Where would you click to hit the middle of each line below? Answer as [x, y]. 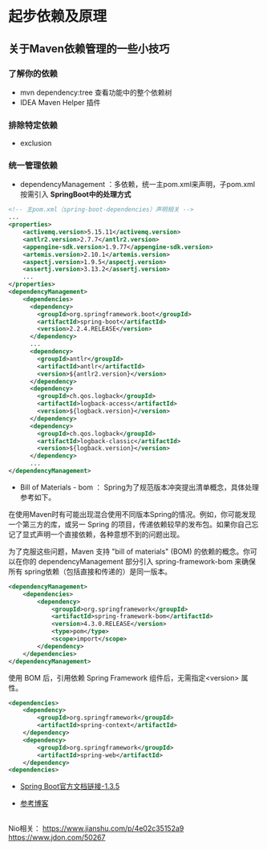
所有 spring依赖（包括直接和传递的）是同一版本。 [90, 571]
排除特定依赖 [33, 125]
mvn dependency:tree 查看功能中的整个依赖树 [96, 92]
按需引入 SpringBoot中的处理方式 [75, 194]
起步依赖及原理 [58, 16]
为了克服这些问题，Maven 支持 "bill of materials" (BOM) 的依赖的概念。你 [129, 551]
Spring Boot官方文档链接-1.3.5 [70, 787]
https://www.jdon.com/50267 [57, 837]
